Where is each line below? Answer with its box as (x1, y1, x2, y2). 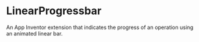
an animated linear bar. (6, 30, 63, 37)
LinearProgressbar (6, 4, 102, 18)
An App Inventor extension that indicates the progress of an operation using (6, 24, 194, 31)
